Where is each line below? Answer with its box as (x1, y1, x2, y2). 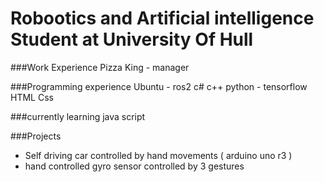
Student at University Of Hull (10, 28, 254, 51)
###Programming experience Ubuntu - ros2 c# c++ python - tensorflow (10, 80, 308, 92)
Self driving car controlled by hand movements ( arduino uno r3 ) (24, 149, 293, 161)
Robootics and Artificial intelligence (10, 7, 315, 30)
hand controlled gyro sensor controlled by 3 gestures (24, 160, 245, 172)
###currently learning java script (10, 110, 146, 122)
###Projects (10, 130, 62, 142)
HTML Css (10, 91, 54, 103)
